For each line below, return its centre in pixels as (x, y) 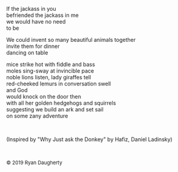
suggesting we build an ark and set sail (55, 109)
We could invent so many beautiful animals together (71, 40)
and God (17, 90)
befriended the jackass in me (42, 15)
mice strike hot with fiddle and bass (51, 64)
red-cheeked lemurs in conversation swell (58, 84)
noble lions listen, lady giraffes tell (49, 77)
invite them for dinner (33, 46)
